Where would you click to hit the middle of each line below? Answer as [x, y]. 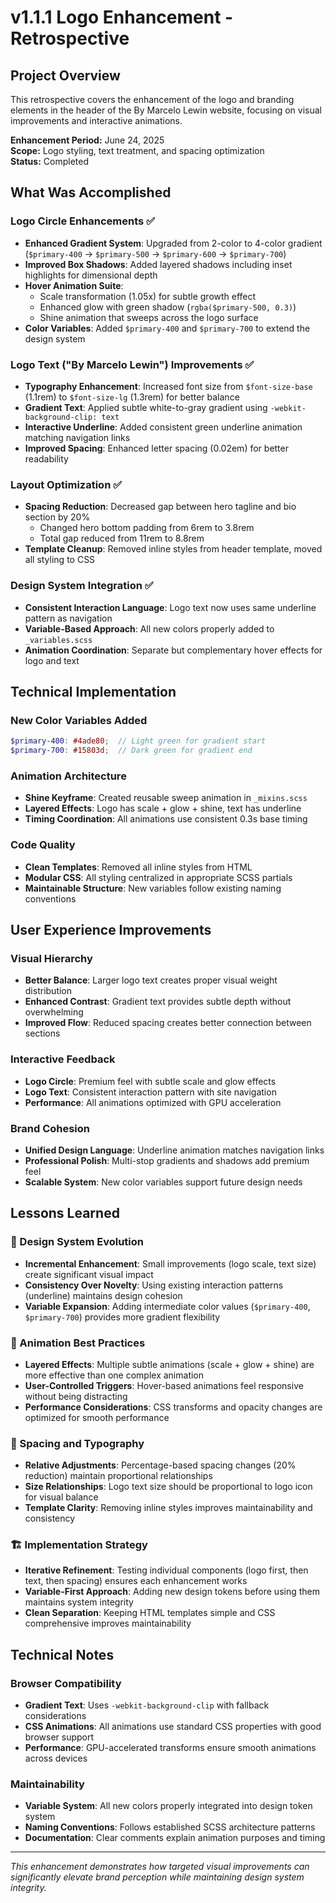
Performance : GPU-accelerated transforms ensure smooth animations [170, 1748]
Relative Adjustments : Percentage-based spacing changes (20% [160, 1465]
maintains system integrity [79, 1602]
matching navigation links [77, 437]
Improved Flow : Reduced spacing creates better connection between [168, 1023]
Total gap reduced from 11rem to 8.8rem [122, 538]
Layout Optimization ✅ [66, 484]
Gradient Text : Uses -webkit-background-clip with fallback [147, 1705]
